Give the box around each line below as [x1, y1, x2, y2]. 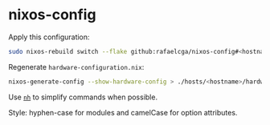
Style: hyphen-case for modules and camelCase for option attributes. [8, 107, 238, 117]
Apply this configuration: [8, 32, 90, 42]
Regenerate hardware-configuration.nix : [8, 62, 145, 71]
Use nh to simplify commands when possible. [8, 92, 158, 102]
